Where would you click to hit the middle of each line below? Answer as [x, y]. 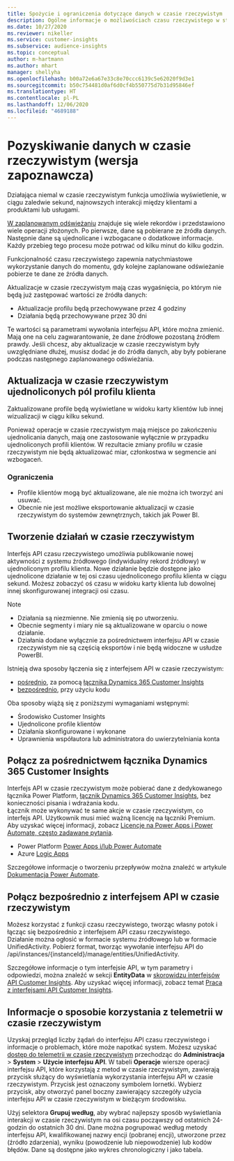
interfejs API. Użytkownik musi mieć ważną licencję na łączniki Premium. [111, 818]
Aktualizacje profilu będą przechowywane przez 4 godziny [102, 308]
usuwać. [30, 499]
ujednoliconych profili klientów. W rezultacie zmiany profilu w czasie [105, 444]
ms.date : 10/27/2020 [37, 27]
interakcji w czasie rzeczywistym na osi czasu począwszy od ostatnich [109, 1120]
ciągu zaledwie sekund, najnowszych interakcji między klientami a [102, 202]
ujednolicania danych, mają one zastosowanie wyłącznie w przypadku [108, 437]
